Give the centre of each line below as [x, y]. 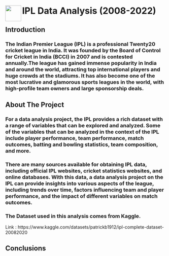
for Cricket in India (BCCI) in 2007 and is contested [69, 57]
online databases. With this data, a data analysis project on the [84, 177]
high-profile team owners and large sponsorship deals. [75, 88]
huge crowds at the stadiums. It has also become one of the [80, 76]
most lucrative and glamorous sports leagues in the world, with [84, 82]
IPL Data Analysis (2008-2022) [89, 11]
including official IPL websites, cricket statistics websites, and [84, 171]
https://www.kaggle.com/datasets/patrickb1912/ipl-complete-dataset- [91, 227]
